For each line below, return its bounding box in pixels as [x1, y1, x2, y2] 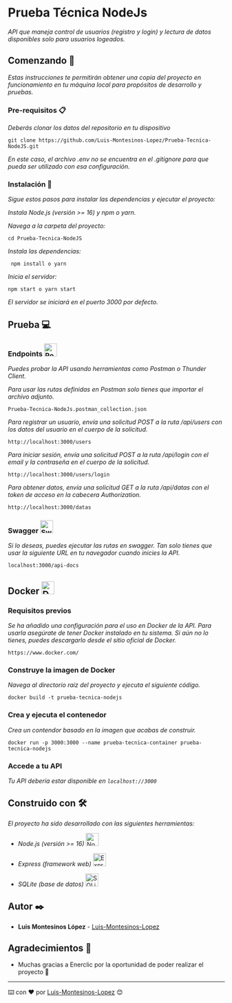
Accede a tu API [8, 761, 63, 770]
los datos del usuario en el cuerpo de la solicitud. [8, 425, 148, 434]
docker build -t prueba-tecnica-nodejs [8, 694, 123, 701]
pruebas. [8, 87, 34, 96]
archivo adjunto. [8, 392, 54, 401]
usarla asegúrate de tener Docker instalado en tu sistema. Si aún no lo [8, 629, 209, 637]
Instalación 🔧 [8, 179, 52, 189]
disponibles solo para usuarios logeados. [8, 34, 126, 43]
